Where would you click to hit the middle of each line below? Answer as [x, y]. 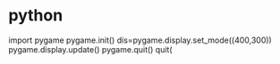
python [36, 16]
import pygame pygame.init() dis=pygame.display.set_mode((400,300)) [140, 40]
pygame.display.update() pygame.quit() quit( [90, 49]
